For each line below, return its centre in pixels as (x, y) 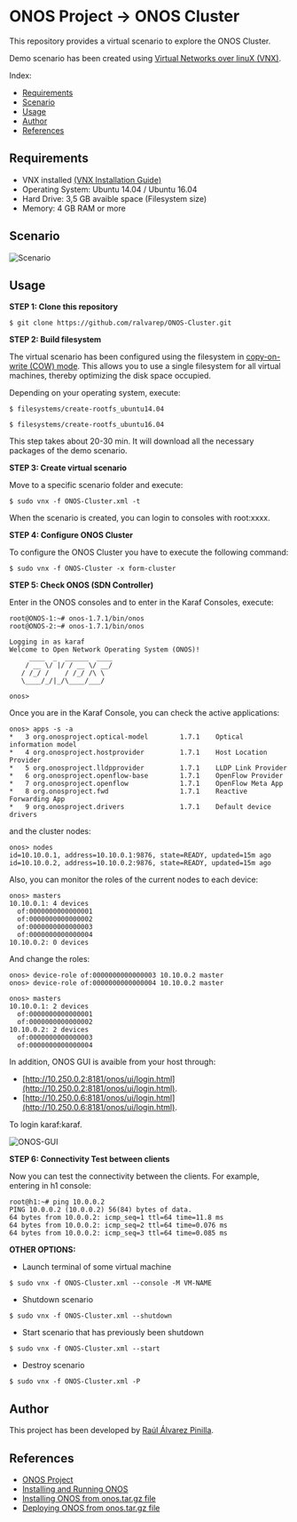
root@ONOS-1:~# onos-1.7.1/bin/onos (77, 619)
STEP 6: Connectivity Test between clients (90, 1159)
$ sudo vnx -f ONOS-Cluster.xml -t (75, 501)
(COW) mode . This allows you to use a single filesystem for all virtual (155, 366)
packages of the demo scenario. (68, 451)
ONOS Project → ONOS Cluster (125, 16)
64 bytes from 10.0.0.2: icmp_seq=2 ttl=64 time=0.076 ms (118, 1226)
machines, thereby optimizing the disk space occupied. (110, 376)
